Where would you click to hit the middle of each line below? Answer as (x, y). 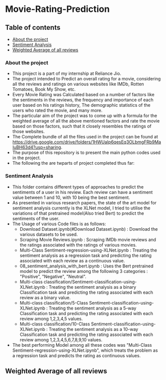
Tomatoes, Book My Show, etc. (44, 89)
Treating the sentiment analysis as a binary (92, 287)
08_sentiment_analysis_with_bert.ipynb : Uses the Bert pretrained (86, 266)
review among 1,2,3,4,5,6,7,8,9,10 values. (61, 340)
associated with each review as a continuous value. (72, 260)
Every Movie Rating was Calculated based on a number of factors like (83, 95)
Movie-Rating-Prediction (57, 9)
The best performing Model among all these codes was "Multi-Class (82, 345)
